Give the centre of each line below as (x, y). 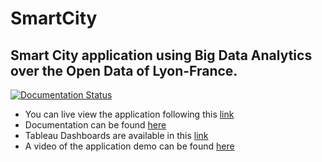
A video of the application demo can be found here (129, 146)
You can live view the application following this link (129, 114)
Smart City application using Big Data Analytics (161, 55)
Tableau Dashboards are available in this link (116, 135)
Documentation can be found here (95, 125)
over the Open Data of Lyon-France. (124, 70)
